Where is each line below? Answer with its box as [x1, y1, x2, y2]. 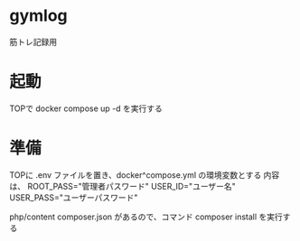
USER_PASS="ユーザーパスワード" [9, 191, 138, 203]
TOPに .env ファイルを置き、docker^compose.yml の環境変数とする [9, 169, 262, 181]
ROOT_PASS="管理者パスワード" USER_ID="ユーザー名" [26, 181, 237, 191]
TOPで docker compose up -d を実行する [9, 103, 163, 114]
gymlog [9, 5, 68, 26]
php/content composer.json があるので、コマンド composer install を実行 [9, 211, 283, 222]
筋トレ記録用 [9, 36, 57, 47]
